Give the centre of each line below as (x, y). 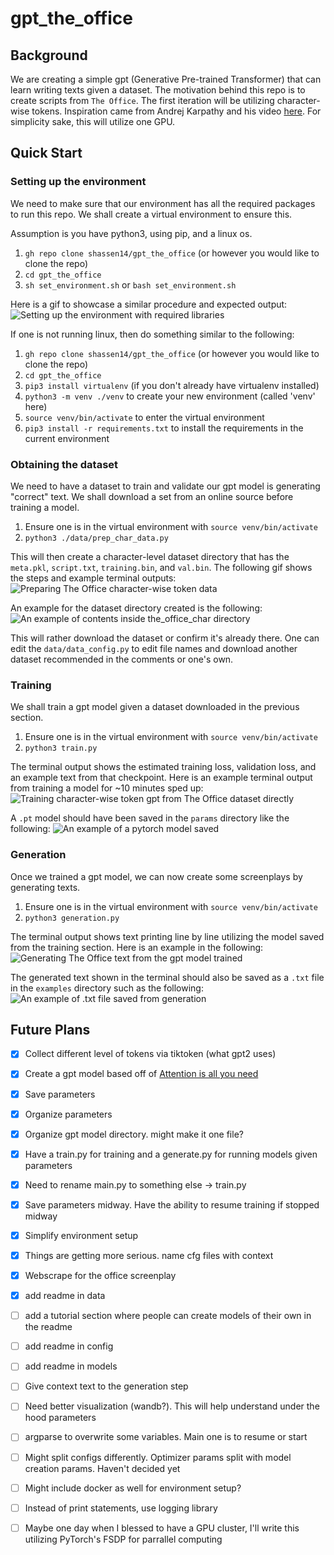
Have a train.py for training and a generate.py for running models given (171, 1154)
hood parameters (60, 1418)
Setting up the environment (78, 182)
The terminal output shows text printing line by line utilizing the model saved (167, 936)
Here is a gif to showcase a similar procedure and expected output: (149, 304)
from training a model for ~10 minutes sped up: (107, 788)
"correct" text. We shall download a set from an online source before (152, 496)
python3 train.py (61, 748)
